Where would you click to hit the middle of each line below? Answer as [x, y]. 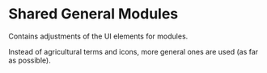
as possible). [30, 60]
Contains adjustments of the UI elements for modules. [98, 36]
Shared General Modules [93, 14]
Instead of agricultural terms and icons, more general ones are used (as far [133, 51]
